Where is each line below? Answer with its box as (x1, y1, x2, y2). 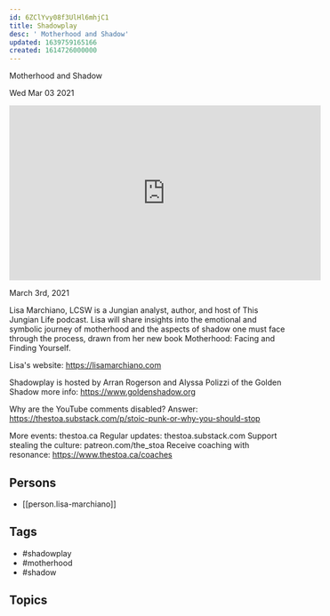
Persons (9, 475, 56, 490)
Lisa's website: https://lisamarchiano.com (9, 360, 162, 371)
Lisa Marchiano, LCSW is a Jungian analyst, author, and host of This (9, 305, 259, 316)
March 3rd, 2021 (9, 288, 69, 299)
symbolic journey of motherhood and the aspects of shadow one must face (9, 324, 286, 334)
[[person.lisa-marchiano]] (21, 499, 117, 509)
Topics (9, 593, 48, 608)
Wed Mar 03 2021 (9, 88, 75, 99)
